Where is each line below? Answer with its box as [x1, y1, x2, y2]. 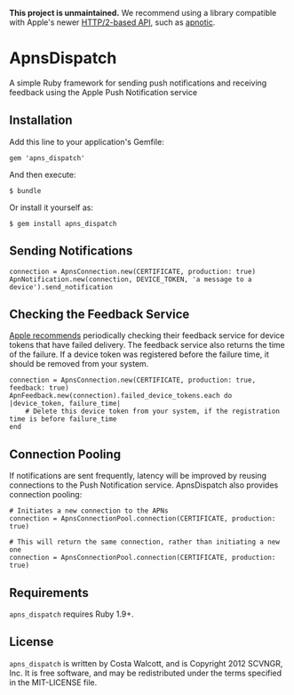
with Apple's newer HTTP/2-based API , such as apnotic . [9, 17, 216, 28]
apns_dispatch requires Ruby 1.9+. [9, 609, 134, 619]
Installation [9, 113, 73, 128]
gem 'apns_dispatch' [9, 153, 86, 163]
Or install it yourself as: [9, 202, 93, 213]
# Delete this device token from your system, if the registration [25, 407, 280, 416]
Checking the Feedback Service [9, 306, 190, 321]
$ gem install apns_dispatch [9, 219, 117, 228]
